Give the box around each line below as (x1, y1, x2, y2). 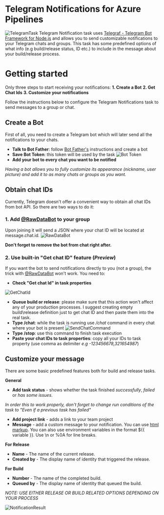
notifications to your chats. (5, 136, 59, 143)
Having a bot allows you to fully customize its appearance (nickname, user (5, 166, 156, 172)
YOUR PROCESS (5, 495, 39, 501)
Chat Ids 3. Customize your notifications (5, 89, 89, 95)
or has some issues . (12, 392, 53, 398)
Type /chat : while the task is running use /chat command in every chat (12, 320, 155, 326)
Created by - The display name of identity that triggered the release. (12, 456, 150, 462)
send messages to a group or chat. (5, 104, 76, 110)
